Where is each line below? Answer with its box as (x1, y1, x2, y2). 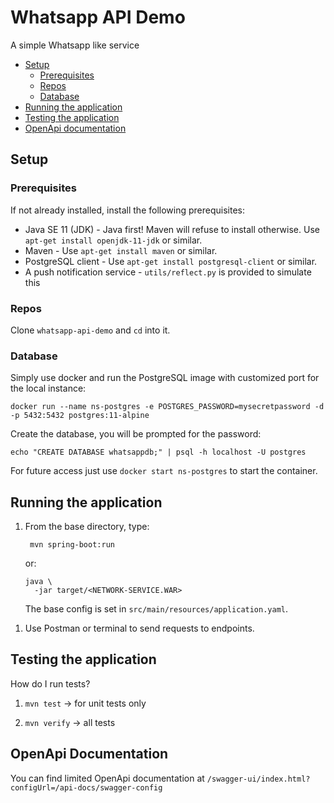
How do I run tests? (10, 677, 91, 690)
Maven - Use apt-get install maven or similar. (24, 244, 218, 256)
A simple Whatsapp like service (10, 39, 140, 51)
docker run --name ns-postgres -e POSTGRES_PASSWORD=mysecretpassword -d (10, 402, 325, 412)
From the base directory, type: (24, 521, 150, 533)
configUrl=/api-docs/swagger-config (10, 782, 163, 793)
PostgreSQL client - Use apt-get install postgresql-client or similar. (24, 255, 318, 267)
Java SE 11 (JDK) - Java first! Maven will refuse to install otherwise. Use (24, 223, 320, 235)
